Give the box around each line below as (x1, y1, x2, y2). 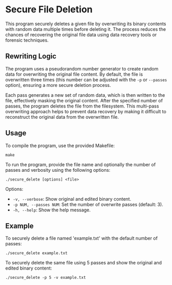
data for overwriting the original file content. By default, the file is (5, 71, 143, 77)
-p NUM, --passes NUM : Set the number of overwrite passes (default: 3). (12, 201, 163, 207)
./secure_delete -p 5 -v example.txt (5, 275, 86, 280)
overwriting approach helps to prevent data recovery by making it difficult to (5, 108, 167, 114)
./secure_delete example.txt (5, 251, 68, 256)
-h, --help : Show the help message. (12, 207, 91, 213)
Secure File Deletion (5, 4, 93, 15)
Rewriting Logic (5, 52, 56, 61)
